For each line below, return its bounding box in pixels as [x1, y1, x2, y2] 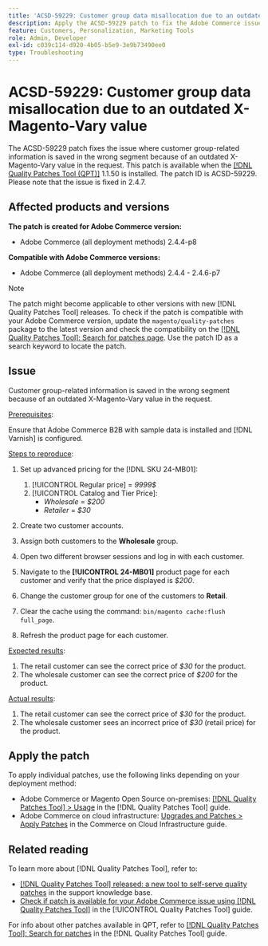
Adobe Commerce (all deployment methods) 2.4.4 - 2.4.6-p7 [19, 268, 221, 278]
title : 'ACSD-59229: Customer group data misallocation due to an [8, 11, 234, 20]
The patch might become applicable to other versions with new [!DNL [8, 298, 237, 308]
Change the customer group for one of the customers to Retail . [19, 591, 228, 601]
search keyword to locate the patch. [8, 341, 127, 351]
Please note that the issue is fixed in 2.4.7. [8, 177, 147, 187]
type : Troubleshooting [8, 49, 84, 57]
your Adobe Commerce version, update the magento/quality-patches [8, 316, 235, 325]
